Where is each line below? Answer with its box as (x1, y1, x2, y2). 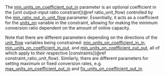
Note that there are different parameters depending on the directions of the (5, 34, 158, 40)
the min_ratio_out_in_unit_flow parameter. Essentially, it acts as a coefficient (5, 15, 159, 20)
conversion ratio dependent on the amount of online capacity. (5, 25, 131, 31)
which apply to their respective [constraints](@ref (5, 50, 106, 56)
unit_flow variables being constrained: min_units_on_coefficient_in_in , (5, 40, 146, 46)
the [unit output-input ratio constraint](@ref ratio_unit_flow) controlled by (5, 9, 154, 15)
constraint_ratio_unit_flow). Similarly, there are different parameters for (5, 55, 149, 61)
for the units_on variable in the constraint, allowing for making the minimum (5, 20, 158, 25)
